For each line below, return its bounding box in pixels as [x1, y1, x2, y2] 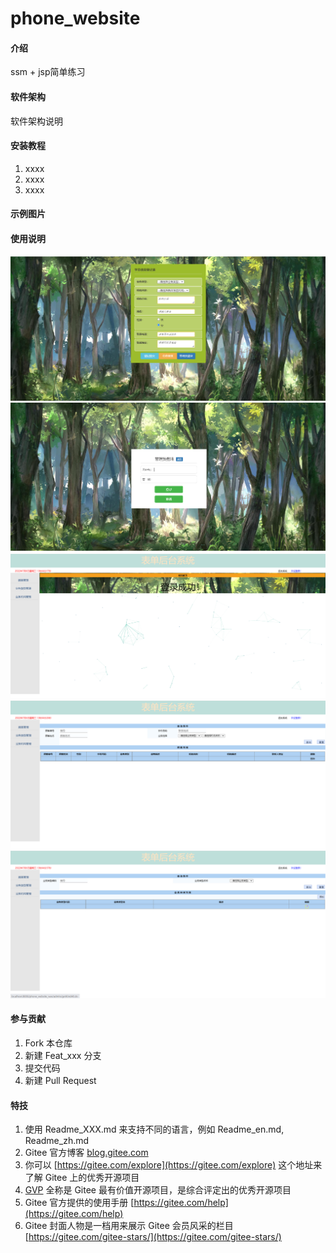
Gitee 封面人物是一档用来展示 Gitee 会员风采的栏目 [24, 1220, 234, 1232]
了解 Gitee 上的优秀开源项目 [24, 1172, 140, 1184]
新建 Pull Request [24, 1075, 97, 1087]
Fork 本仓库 [24, 1037, 73, 1049]
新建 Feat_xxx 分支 [24, 1050, 102, 1062]
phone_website [10, 7, 141, 30]
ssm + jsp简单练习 [10, 66, 86, 78]
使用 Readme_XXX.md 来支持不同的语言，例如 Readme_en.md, [24, 1123, 285, 1136]
